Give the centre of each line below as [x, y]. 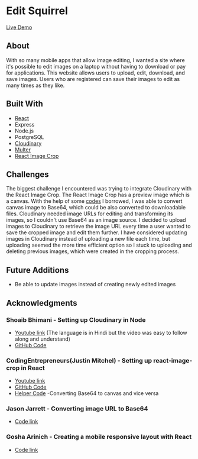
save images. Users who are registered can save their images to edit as [93, 79]
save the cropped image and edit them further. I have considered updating [97, 232]
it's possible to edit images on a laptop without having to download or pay [96, 66]
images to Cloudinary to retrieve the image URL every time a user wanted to [98, 227]
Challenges [27, 174]
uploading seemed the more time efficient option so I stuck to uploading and [99, 245]
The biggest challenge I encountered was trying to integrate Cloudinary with [99, 189]
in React [33, 368]
